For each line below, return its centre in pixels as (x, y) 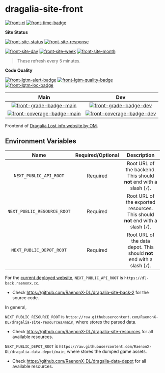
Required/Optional (97, 155)
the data (141, 241)
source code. (26, 297)
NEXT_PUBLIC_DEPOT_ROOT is (32, 346)
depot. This (140, 247)
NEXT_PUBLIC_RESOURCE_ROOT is (35, 316)
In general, (16, 307)
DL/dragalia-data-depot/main (35, 352)
